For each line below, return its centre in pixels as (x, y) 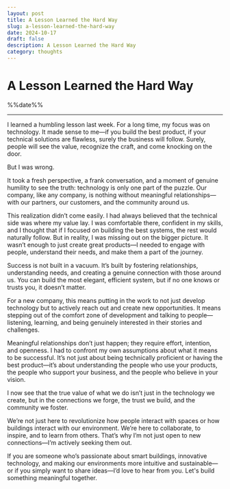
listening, (20, 322)
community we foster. (38, 407)
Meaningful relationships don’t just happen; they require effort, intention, (110, 343)
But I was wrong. (31, 167)
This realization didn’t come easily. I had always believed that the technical (112, 215)
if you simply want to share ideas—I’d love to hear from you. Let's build (115, 470)
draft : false (26, 39)
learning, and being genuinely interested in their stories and (118, 322)
